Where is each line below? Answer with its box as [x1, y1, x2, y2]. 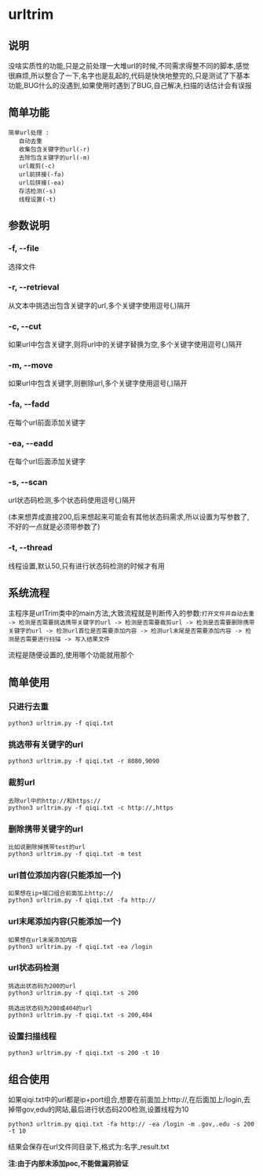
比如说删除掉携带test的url [8, 843, 86, 851]
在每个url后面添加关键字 [8, 456, 86, 465]
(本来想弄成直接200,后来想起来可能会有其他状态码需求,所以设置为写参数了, [8, 513, 250, 522]
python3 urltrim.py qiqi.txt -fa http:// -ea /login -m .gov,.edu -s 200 [8, 1120, 255, 1128]
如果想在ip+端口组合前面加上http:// [8, 890, 114, 898]
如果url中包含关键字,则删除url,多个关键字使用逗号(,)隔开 [8, 379, 188, 388]
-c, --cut [8, 321, 42, 332]
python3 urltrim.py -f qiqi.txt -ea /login [8, 943, 153, 950]
